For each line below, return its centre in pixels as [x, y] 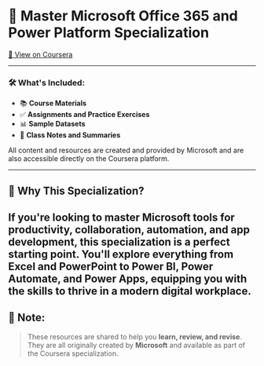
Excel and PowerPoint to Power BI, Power [111, 267]
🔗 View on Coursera [40, 54]
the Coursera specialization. [73, 353]
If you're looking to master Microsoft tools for [122, 218]
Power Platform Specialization [109, 33]
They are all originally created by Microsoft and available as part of [136, 345]
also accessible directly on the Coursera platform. [89, 159]
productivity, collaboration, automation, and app [129, 230]
